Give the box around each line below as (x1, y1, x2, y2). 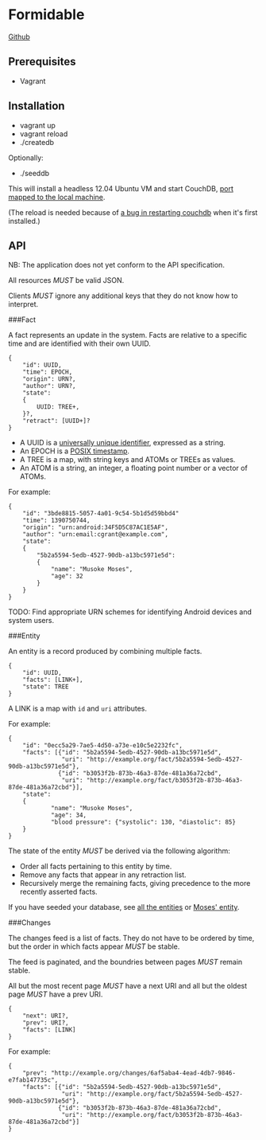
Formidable (8, 6, 85, 24)
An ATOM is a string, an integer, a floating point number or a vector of (19, 464, 248, 473)
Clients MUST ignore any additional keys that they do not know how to (8, 291, 238, 300)
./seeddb (19, 168, 50, 178)
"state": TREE (22, 683, 69, 691)
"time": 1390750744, (22, 516, 91, 525)
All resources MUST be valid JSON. (8, 276, 125, 285)
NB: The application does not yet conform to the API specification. (8, 261, 225, 270)
